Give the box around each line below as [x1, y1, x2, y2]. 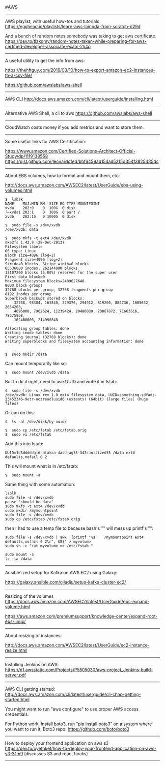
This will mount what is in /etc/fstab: [5, 463, 79, 469]
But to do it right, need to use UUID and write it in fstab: [5, 379, 117, 384]
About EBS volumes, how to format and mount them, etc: [5, 173, 120, 179]
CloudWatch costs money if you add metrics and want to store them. [5, 124, 144, 130]
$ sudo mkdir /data [5, 352, 48, 357]
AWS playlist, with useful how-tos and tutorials [5, 18, 100, 24]
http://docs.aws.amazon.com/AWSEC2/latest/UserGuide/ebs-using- [5, 182, 143, 188]
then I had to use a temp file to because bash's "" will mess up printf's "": [5, 525, 154, 531]
